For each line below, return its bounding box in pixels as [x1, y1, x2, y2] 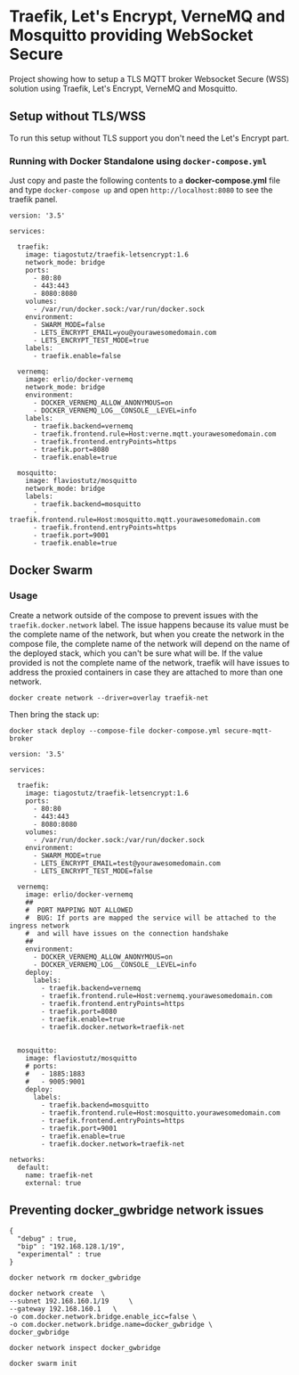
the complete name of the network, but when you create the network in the [9, 628, 285, 639]
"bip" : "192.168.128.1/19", [17, 1241, 125, 1251]
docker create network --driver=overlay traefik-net [9, 693, 209, 702]
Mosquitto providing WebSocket [9, 25, 254, 45]
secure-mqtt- [223, 726, 273, 735]
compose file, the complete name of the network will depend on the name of [9, 638, 290, 649]
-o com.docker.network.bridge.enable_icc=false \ [9, 1312, 198, 1321]
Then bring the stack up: [9, 708, 100, 719]
